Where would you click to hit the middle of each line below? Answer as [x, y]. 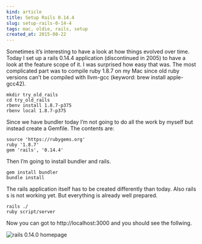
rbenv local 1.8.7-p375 [36, 111]
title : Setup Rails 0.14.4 [40, 18]
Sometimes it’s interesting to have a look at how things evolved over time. [98, 51]
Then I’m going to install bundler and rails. [59, 162]
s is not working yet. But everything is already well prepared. [82, 196]
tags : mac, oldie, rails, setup [47, 29]
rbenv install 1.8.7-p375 [39, 106]
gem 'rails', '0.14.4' [35, 150]
